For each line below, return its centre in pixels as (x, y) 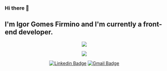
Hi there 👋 (17, 8)
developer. (36, 32)
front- (153, 24)
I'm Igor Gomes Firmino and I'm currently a (73, 24)
